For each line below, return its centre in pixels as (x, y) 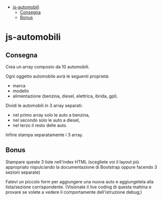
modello (21, 91)
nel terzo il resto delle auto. (40, 125)
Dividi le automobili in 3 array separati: (44, 105)
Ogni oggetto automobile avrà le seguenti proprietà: (57, 76)
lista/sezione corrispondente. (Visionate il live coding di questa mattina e (79, 187)
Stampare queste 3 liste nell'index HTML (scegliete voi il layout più (72, 162)
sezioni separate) (23, 172)
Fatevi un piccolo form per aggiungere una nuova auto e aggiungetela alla (80, 181)
